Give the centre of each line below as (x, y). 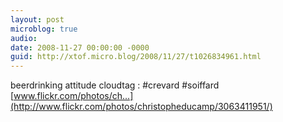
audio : (24, 38)
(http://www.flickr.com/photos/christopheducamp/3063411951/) (141, 107)
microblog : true (44, 29)
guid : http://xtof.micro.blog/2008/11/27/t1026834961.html (136, 57)
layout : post (37, 19)
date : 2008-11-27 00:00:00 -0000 (80, 47)
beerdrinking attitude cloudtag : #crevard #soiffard (115, 85)
